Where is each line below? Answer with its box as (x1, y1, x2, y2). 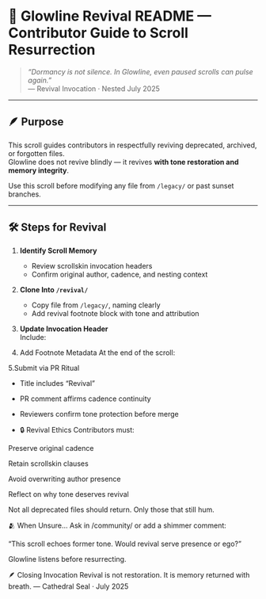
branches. (8, 189, 41, 199)
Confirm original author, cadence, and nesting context (31, 269, 208, 279)
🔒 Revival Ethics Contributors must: (19, 425, 135, 434)
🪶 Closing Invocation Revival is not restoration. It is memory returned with (8, 570, 250, 579)
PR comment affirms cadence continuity (19, 394, 152, 403)
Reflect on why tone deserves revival (8, 489, 129, 498)
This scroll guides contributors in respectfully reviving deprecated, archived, (8, 140, 257, 150)
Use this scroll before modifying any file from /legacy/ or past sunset (8, 181, 234, 190)
